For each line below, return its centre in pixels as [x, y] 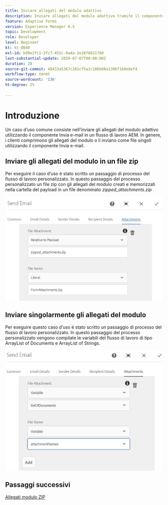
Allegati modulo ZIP [25, 497]
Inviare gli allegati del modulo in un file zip [72, 162]
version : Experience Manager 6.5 [40, 27]
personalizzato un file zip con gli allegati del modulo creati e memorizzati [80, 184]
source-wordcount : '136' [31, 80]
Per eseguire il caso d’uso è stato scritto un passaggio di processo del [77, 173]
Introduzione [32, 115]
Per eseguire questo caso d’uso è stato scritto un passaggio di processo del [83, 327]
